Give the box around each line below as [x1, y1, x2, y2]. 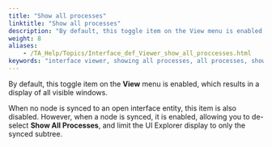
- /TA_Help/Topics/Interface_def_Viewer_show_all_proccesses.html [23, 49, 252, 57]
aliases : [8, 42, 38, 50]
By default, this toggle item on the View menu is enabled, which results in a [8, 78, 260, 89]
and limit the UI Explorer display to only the [102, 120, 245, 130]
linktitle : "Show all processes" [8, 19, 121, 27]
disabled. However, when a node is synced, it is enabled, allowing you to [8, 111, 250, 121]
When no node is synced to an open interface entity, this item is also [8, 103, 237, 113]
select [8, 120, 29, 130]
